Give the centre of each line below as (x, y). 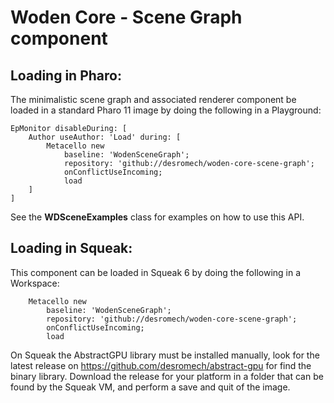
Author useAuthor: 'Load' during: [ (105, 137)
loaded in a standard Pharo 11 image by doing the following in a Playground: (166, 110)
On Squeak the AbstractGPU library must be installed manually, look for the (165, 355)
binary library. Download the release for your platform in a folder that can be (167, 376)
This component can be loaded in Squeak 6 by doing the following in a (156, 272)
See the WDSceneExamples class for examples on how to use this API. (157, 217)
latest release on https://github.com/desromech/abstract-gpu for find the (161, 365)
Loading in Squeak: (71, 248)
